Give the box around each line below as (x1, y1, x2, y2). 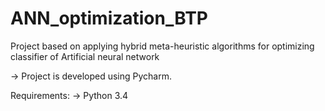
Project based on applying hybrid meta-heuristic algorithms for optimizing (10, 40, 315, 52)
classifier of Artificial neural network (10, 50, 160, 62)
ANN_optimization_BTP (10, 7, 209, 30)
